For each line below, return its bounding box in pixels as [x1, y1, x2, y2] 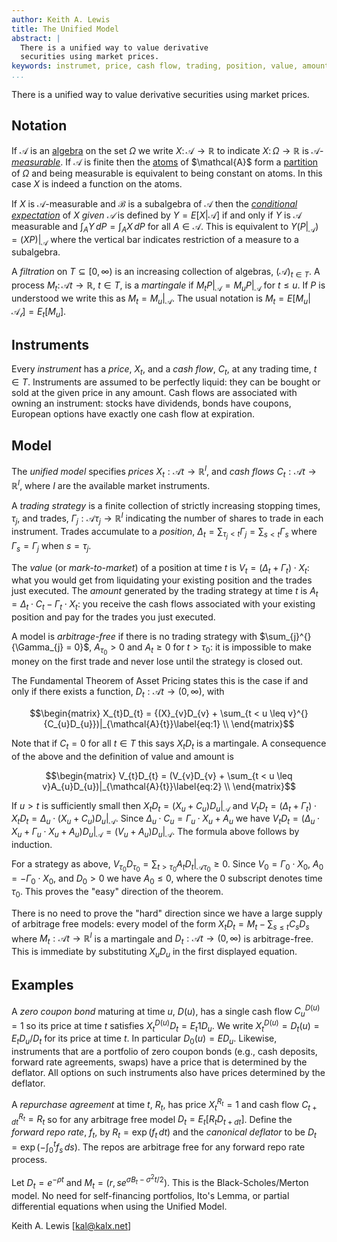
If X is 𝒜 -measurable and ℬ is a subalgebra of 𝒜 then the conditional [11, 197, 298, 210]
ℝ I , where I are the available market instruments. [11, 478, 211, 492]
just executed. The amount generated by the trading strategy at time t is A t [11, 585, 319, 600]
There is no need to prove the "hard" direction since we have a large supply [11, 907, 323, 919]
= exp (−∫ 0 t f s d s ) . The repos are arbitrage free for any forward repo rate [11, 1139, 306, 1155]
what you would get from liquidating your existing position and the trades [11, 574, 313, 586]
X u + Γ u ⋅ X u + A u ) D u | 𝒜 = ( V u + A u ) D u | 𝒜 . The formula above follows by [11, 826, 300, 840]
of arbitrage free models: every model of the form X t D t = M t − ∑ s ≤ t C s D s [11, 917, 310, 932]
